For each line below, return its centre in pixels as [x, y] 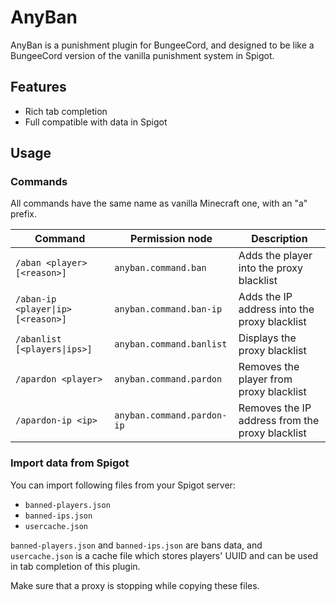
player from [265, 379]
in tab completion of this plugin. [75, 566]
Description [279, 239]
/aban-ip [36, 299]
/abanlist [38, 339]
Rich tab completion [66, 111]
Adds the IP [265, 297]
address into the [276, 309]
